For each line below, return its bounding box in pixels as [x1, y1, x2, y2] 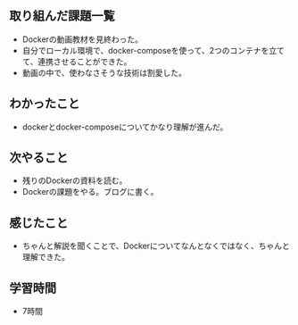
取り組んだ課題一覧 [9, 8, 115, 24]
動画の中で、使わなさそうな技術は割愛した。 [21, 67, 187, 78]
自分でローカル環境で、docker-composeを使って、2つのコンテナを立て [21, 45, 286, 55]
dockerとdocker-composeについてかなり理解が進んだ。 [21, 121, 228, 132]
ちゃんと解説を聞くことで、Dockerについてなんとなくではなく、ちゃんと [21, 240, 290, 252]
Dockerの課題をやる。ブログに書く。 [21, 187, 159, 197]
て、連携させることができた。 [21, 56, 132, 67]
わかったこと [9, 96, 80, 112]
